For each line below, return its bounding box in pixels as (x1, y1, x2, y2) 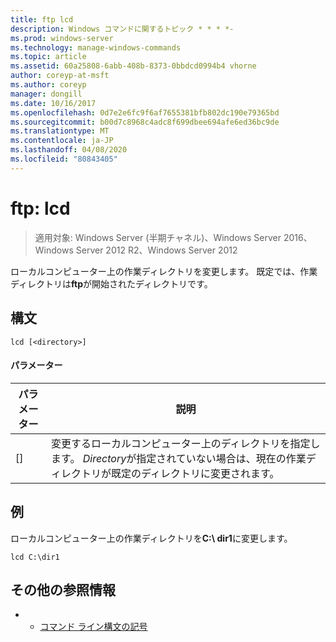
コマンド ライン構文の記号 (39, 621, 148, 633)
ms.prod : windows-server (10, 33, 114, 43)
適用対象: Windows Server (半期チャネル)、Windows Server (34, 231, 282, 243)
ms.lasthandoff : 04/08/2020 (10, 145, 128, 155)
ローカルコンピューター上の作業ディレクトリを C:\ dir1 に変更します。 (10, 532, 293, 544)
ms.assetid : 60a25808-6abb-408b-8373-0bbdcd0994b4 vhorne (10, 61, 257, 71)
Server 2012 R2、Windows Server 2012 (75, 244, 238, 256)
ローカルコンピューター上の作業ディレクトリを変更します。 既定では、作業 (10, 265, 318, 277)
